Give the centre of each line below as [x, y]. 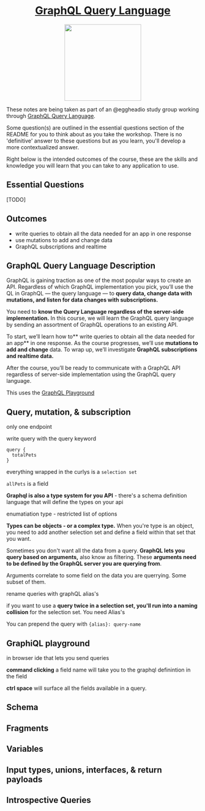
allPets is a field [28, 484]
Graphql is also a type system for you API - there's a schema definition [97, 495]
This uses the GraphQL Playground [50, 393]
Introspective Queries [49, 800]
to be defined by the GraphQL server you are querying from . [84, 564]
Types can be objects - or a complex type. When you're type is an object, [100, 526]
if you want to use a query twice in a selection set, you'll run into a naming [102, 605]
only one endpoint [29, 427]
